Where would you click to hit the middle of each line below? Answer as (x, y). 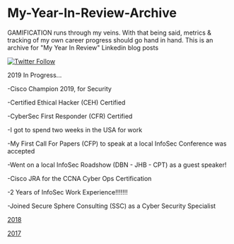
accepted (21, 151)
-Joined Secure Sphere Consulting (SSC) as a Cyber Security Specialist (112, 206)
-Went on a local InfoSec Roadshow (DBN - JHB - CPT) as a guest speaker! (117, 165)
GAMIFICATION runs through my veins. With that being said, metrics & (110, 33)
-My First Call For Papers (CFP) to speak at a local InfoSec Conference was (117, 144)
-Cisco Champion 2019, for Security (59, 88)
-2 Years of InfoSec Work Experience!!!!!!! (68, 192)
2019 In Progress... (35, 75)
